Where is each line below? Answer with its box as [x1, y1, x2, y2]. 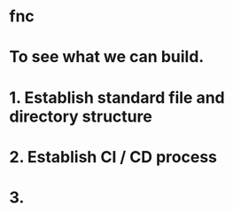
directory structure [9, 106, 152, 126]
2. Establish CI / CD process [9, 146, 217, 167]
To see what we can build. [9, 47, 205, 67]
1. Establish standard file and [9, 87, 225, 107]
